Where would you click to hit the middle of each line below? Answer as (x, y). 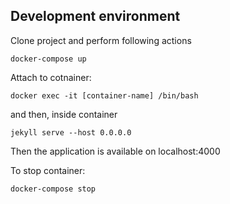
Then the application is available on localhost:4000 (115, 151)
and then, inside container (64, 114)
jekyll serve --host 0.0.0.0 (71, 132)
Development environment (95, 16)
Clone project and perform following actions (101, 40)
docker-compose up (48, 59)
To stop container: (48, 170)
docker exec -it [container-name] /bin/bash (104, 95)
